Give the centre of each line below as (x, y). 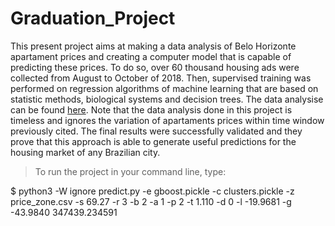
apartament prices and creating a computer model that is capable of (151, 56)
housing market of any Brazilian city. (85, 152)
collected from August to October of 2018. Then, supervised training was (161, 78)
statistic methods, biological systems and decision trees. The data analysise (167, 99)
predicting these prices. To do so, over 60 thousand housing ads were (155, 67)
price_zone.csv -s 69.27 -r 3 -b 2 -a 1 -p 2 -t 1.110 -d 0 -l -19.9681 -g (151, 201)
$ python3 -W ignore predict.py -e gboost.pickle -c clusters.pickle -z (152, 191)
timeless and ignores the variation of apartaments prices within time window (167, 120)
